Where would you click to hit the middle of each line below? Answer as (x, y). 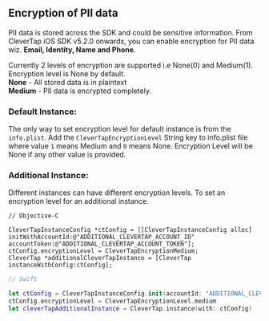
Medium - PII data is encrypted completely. (80, 91)
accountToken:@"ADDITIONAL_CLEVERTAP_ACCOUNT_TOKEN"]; (102, 244)
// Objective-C (34, 216)
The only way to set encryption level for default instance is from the (120, 129)
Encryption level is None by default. (67, 73)
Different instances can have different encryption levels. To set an (117, 193)
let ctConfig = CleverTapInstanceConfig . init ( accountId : (105, 294)
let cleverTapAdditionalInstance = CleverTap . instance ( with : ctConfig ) (130, 309)
